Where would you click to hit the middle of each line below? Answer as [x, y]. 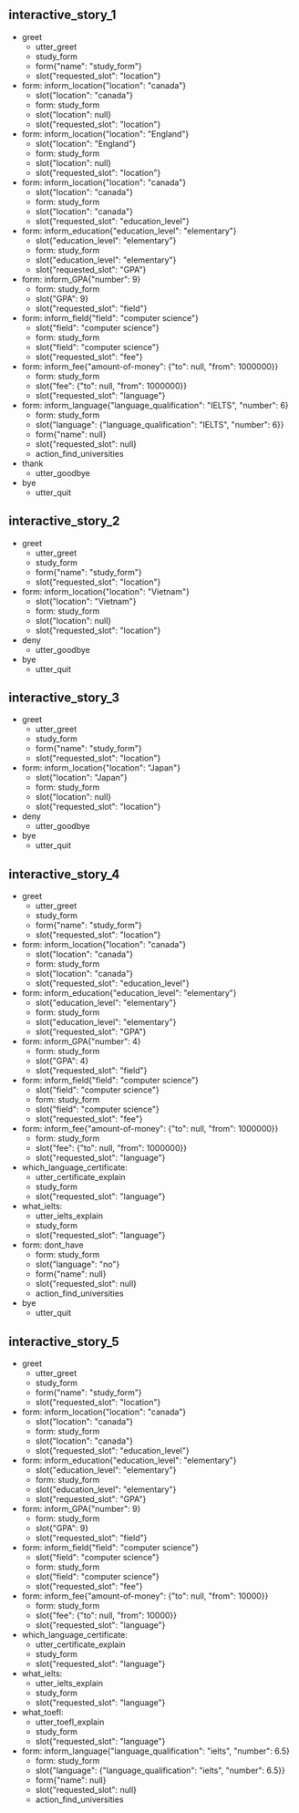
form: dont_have [52, 1245]
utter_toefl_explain [70, 1722]
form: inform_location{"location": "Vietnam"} [106, 591]
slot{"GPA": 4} [62, 1061]
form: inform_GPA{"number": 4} [81, 1041]
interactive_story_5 [64, 1341]
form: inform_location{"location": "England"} [105, 134]
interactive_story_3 [64, 698]
